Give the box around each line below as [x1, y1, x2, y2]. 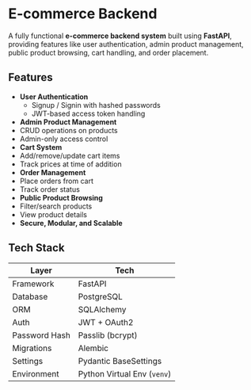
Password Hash [12, 330, 71, 341]
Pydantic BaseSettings [78, 355, 162, 366]
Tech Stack [8, 241, 65, 254]
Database [12, 291, 48, 302]
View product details [19, 209, 87, 219]
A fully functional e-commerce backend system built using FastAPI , [8, 31, 232, 40]
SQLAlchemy [78, 304, 127, 315]
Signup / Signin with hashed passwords [31, 100, 161, 109]
